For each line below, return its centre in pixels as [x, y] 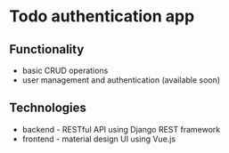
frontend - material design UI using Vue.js [99, 139]
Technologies [48, 108]
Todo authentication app [102, 16]
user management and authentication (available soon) [121, 80]
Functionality [47, 49]
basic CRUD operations [65, 70]
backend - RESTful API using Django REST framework [121, 129]
